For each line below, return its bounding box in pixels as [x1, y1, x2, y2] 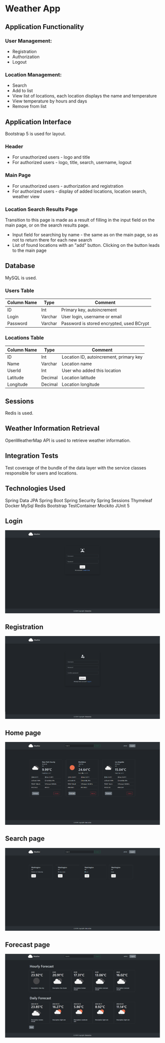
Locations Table [5, 334, 44, 341]
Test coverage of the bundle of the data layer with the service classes [5, 465, 146, 471]
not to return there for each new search [12, 237, 92, 243]
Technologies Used [5, 484, 65, 493]
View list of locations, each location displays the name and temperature [12, 93, 157, 99]
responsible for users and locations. [5, 470, 78, 476]
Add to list [12, 88, 33, 94]
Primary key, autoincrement [61, 306, 117, 313]
